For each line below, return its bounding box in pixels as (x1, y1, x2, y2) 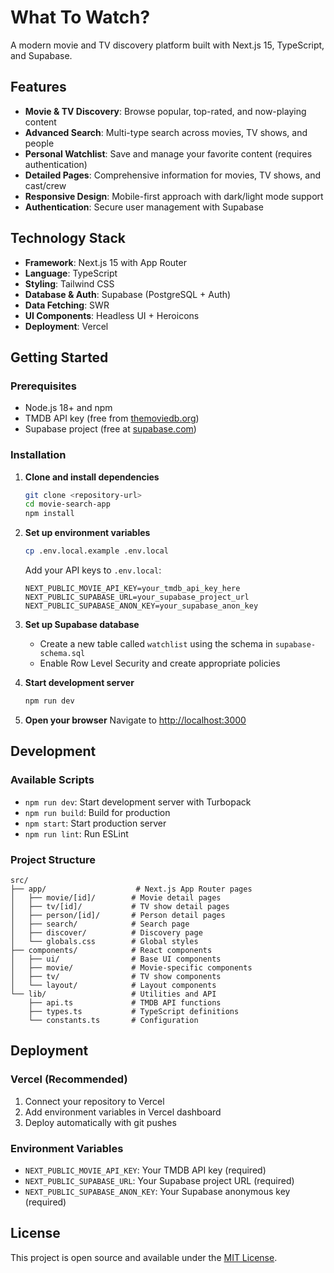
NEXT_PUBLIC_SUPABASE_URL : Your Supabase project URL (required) (24, 1174, 295, 1186)
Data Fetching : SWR (24, 299, 110, 311)
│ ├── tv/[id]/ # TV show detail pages (10, 901, 230, 911)
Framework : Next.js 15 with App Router (24, 256, 187, 268)
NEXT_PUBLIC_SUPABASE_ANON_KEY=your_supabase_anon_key (24, 601, 259, 611)
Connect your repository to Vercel (24, 1095, 165, 1107)
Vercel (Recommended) (10, 1072, 128, 1086)
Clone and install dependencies (24, 471, 160, 483)
